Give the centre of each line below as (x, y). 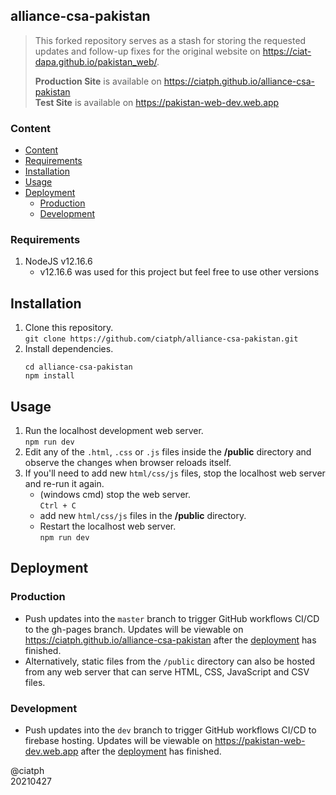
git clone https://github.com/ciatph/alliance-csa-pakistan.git (161, 339)
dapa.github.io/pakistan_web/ (96, 61)
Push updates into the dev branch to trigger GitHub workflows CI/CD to (170, 730)
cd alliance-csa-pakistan (78, 367)
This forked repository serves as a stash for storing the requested (170, 40)
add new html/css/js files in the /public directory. (143, 516)
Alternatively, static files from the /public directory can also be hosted (170, 661)
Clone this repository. (69, 328)
